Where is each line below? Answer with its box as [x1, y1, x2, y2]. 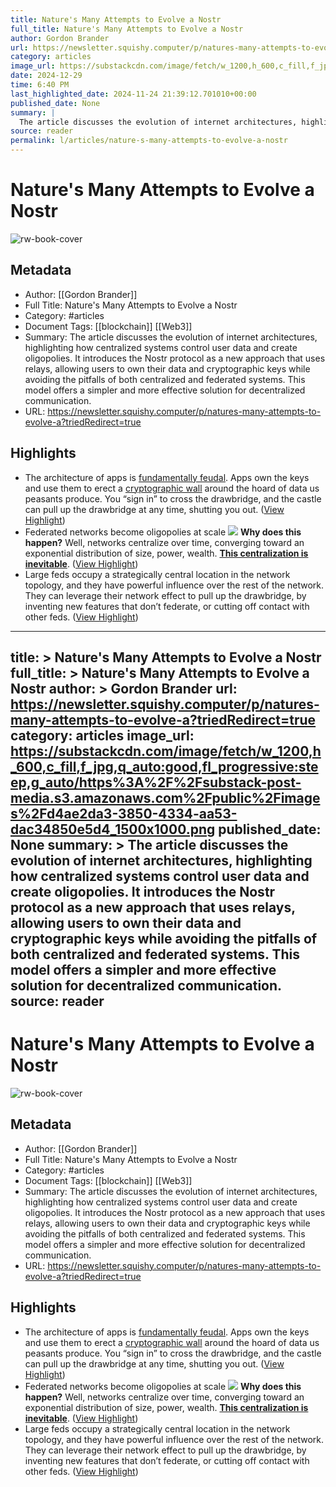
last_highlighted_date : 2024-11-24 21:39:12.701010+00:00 [10, 89, 257, 99]
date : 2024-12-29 [10, 71, 83, 81]
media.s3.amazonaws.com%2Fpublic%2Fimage [10, 789, 321, 806]
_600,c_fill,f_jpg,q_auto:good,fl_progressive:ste [10, 758, 319, 775]
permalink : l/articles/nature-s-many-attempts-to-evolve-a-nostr [10, 136, 288, 146]
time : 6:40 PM [10, 80, 70, 90]
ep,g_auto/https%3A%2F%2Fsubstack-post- [10, 774, 302, 791]
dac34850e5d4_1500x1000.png [10, 821, 216, 838]
